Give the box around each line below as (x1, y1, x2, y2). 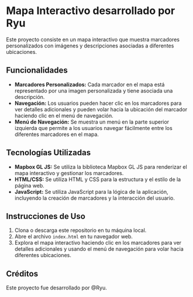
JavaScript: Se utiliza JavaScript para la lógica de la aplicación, (14, 188, 168, 195)
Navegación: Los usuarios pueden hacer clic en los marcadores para (14, 100, 182, 107)
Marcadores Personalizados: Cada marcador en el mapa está (14, 81, 165, 88)
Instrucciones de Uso (6, 211, 86, 221)
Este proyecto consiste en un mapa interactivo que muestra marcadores (6, 36, 180, 43)
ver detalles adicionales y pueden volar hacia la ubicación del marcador (14, 105, 188, 112)
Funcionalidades (6, 66, 68, 76)
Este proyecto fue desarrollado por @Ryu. (6, 284, 107, 291)
